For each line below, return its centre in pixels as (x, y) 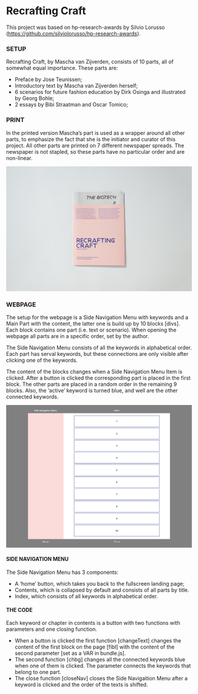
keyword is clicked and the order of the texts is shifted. (81, 685)
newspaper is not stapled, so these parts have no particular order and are (95, 151)
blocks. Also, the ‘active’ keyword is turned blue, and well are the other (92, 391)
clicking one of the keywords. (42, 360)
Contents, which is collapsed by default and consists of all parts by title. (102, 590)
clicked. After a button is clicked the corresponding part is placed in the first (98, 378)
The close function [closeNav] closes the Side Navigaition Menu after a (101, 679)
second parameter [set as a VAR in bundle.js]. (70, 653)
